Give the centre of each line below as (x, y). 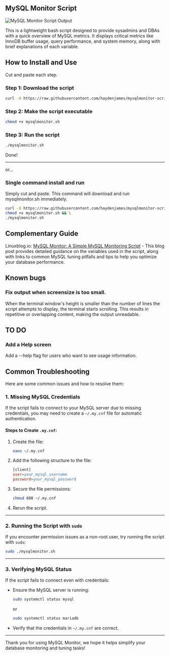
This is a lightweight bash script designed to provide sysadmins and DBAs (82, 30)
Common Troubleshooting (48, 371)
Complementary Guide (42, 233)
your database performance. (35, 262)
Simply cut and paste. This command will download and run (68, 194)
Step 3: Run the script (32, 135)
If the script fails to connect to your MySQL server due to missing (73, 408)
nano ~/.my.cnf (29, 451)
